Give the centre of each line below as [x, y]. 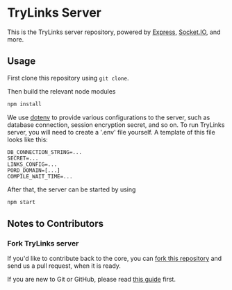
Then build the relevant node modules [61, 91]
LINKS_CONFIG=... [32, 164]
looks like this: [28, 139]
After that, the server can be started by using [72, 189]
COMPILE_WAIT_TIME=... [40, 176]
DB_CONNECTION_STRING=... [44, 152]
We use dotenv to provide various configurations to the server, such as [109, 117]
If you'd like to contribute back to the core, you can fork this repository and [115, 259]
